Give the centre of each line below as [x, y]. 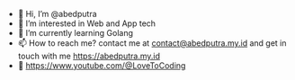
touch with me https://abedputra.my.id [89, 56]
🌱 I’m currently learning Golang [75, 33]
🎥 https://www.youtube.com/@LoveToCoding [102, 66]
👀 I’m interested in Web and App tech [86, 23]
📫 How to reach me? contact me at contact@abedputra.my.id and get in [152, 43]
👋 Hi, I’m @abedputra [57, 14]
